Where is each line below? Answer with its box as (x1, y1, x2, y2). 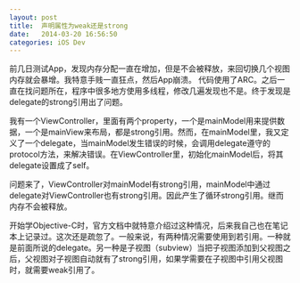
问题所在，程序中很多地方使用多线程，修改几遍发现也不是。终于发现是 (32, 85, 291, 96)
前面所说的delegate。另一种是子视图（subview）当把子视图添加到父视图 (16, 242, 283, 254)
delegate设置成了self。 (9, 160, 95, 171)
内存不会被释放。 (9, 201, 72, 212)
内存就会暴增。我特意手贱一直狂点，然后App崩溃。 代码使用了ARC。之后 (9, 75, 278, 85)
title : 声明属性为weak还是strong (9, 21, 129, 30)
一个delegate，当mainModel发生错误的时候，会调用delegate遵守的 (24, 138, 271, 149)
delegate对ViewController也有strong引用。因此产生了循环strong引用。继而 (9, 190, 284, 201)
